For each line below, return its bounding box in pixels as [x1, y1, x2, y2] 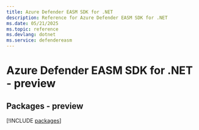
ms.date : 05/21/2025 [6, 20, 59, 26]
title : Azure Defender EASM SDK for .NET [6, 9, 114, 15]
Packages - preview [6, 101, 84, 111]
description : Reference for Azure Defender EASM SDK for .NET [6, 15, 168, 21]
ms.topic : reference [6, 26, 59, 32]
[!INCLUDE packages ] [6, 117, 62, 124]
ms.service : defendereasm [6, 37, 72, 43]
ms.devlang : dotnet [6, 32, 56, 38]
